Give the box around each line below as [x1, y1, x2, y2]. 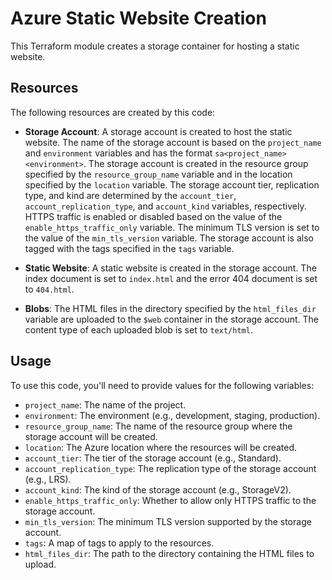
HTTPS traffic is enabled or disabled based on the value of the [24, 210, 283, 222]
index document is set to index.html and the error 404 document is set [24, 272, 318, 284]
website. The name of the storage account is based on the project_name [24, 136, 322, 148]
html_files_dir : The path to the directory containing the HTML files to [24, 547, 315, 559]
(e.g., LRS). [24, 473, 72, 485]
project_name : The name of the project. [24, 398, 187, 411]
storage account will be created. [24, 430, 158, 442]
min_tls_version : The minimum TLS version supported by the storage [24, 515, 312, 527]
